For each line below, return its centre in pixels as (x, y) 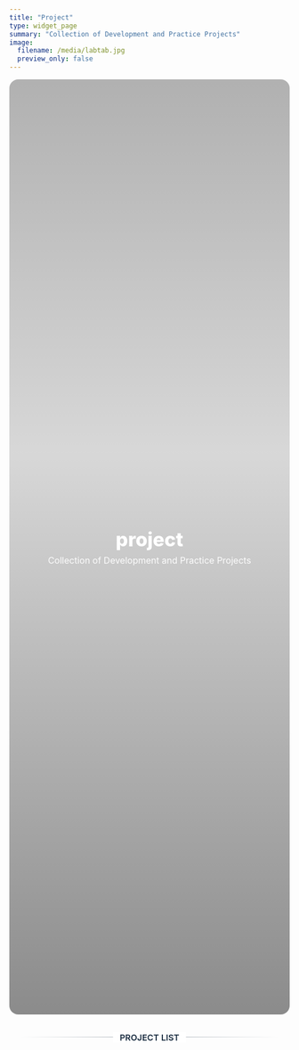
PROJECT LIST (149, 1037)
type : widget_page (43, 26)
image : (21, 42)
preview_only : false (55, 59)
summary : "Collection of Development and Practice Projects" (125, 34)
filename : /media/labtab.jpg (71, 51)
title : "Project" (41, 17)
